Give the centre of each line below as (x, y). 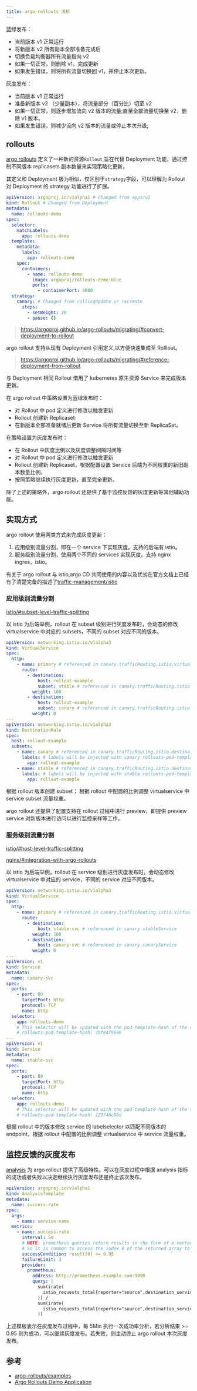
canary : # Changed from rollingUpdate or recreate (80, 302)
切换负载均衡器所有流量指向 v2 (52, 56)
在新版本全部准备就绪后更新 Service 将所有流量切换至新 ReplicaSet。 (98, 425)
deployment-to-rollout (47, 336)
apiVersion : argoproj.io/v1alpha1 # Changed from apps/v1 (78, 198)
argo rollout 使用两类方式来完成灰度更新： (57, 535)
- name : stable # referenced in (56, 768)
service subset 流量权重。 (38, 799)
